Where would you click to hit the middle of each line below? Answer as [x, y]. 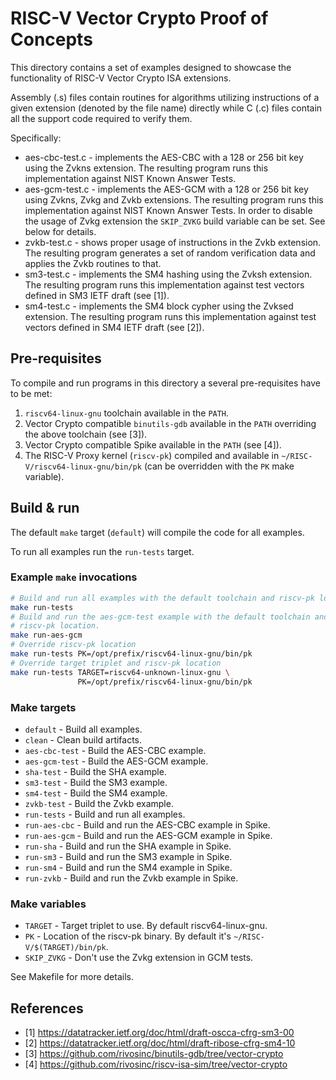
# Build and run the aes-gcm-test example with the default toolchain [160, 617]
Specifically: [36, 138]
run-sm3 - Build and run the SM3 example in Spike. [128, 856]
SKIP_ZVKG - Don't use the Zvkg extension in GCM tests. [139, 958]
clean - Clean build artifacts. [83, 739]
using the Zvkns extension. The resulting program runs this [146, 168]
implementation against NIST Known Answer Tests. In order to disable [168, 210]
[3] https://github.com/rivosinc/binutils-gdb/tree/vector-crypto [154, 1054]
